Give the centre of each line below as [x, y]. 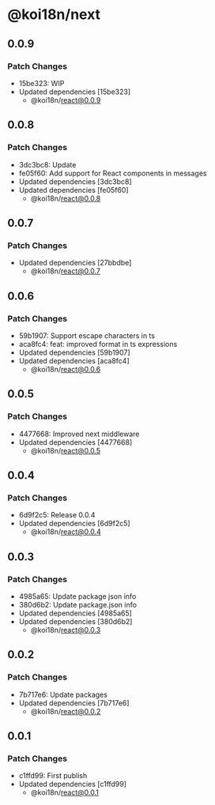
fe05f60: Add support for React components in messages [113, 173]
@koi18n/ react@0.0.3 [66, 630]
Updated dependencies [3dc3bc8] [75, 181]
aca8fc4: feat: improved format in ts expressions [98, 344]
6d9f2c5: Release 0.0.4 [57, 515]
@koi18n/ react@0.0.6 [66, 369]
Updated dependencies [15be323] [75, 92]
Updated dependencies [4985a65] [75, 613]
